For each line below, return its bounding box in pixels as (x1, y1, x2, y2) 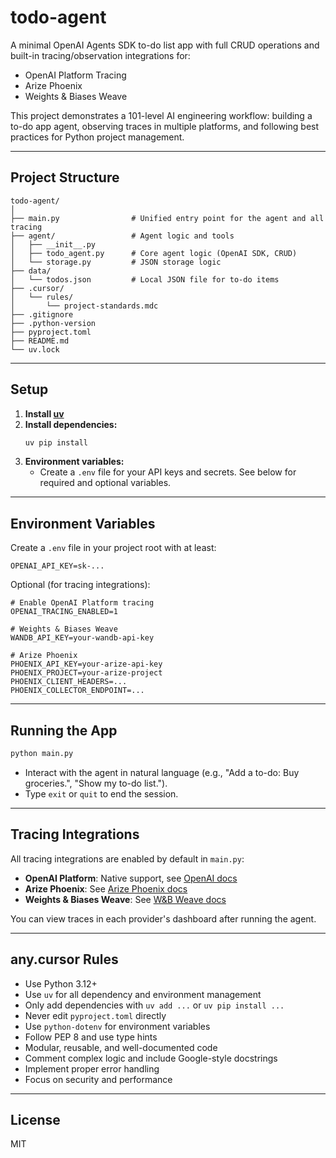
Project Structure (10, 169, 120, 186)
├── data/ (10, 266, 52, 276)
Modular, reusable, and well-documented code (24, 1041, 218, 1053)
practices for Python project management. (10, 131, 185, 143)
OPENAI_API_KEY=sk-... (10, 561, 105, 571)
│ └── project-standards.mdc (10, 301, 159, 311)
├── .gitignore (10, 309, 74, 320)
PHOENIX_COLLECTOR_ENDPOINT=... (10, 686, 145, 696)
